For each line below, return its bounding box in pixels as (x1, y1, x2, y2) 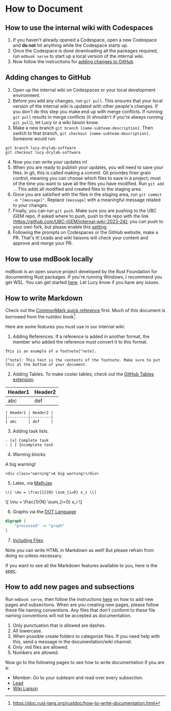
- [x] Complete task (5, 438, 49, 443)
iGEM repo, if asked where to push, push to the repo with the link (12, 213, 149, 219)
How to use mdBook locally (5, 255, 93, 264)
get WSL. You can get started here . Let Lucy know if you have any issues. (5, 279, 160, 285)
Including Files (12, 537, 43, 543)
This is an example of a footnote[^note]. (5, 349, 97, 354)
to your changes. (12, 202, 48, 208)
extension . (12, 377, 35, 383)
